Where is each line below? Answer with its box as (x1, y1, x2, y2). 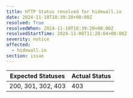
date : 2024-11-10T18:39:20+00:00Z (6, 14, 93, 20)
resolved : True (6, 20, 44, 26)
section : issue (6, 53, 44, 59)
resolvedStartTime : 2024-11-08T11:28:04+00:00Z (6, 31, 128, 37)
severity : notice (6, 36, 50, 42)
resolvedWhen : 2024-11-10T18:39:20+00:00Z (6, 25, 114, 31)
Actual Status (71, 72, 111, 80)
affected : (6, 42, 31, 48)
